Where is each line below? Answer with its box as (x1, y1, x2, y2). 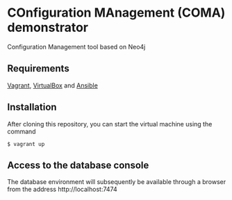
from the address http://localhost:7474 (7, 185, 117, 194)
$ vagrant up (7, 140, 45, 147)
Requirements (7, 62, 69, 74)
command (7, 127, 36, 135)
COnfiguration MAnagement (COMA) (7, 5, 226, 21)
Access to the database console (7, 159, 149, 171)
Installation (7, 101, 57, 113)
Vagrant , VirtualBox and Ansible (7, 81, 99, 90)
